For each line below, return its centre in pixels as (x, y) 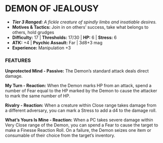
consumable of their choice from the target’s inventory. (60, 135)
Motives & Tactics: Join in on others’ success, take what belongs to (80, 27)
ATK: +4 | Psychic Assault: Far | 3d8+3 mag (57, 42)
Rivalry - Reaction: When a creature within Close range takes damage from (81, 106)
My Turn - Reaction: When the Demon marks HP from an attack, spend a (78, 86)
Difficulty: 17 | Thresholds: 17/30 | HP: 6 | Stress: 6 (64, 37)
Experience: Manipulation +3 (41, 48)
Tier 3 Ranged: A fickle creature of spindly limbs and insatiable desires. (84, 22)
